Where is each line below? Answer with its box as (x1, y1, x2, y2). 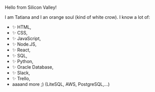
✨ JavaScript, (12, 36, 41, 41)
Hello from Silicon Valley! (5, 5, 57, 10)
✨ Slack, (12, 70, 30, 76)
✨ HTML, (12, 24, 31, 30)
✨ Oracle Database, (12, 64, 54, 70)
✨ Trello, (12, 76, 30, 81)
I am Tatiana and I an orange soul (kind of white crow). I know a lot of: (5, 14, 150, 20)
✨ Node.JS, (12, 41, 36, 47)
